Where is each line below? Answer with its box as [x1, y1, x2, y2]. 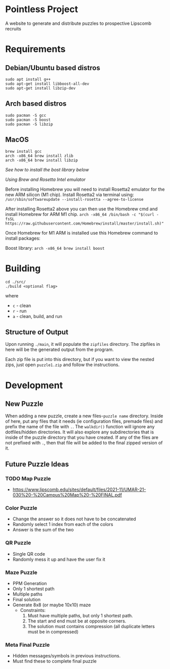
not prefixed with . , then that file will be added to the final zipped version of [5, 440, 163, 446]
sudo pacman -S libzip [5, 121, 53, 127]
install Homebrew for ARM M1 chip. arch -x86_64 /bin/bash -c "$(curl [5, 211, 154, 217]
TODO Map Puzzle [5, 475, 51, 482]
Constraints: [20, 607, 46, 613]
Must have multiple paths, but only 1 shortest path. [27, 612, 133, 618]
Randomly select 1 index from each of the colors [12, 521, 113, 527]
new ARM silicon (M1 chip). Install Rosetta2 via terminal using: [5, 191, 134, 198]
